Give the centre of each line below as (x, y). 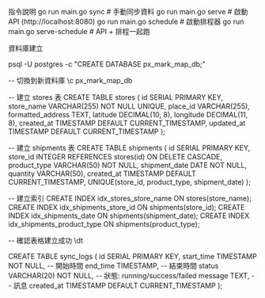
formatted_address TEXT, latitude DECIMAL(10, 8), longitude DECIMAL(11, (128, 115)
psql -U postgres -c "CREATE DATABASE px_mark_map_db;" (107, 64)
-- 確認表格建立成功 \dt (46, 241)
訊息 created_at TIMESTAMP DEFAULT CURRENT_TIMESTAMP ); (118, 285)
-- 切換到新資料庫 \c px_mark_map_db (70, 80)
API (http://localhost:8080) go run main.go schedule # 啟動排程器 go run (126, 21)
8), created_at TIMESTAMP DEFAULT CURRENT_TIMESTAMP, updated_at (127, 123)
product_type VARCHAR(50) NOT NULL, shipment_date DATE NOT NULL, (128, 165)
